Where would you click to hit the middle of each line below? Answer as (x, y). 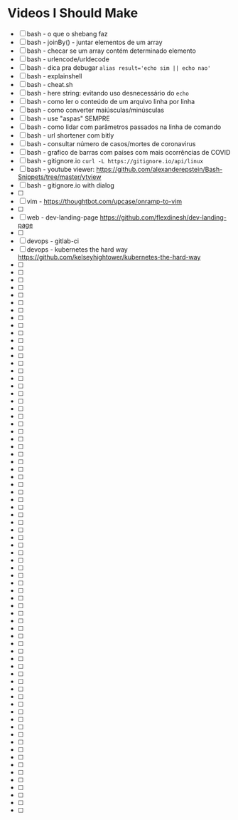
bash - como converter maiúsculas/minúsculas (96, 110)
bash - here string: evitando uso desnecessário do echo (108, 93)
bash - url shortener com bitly (70, 135)
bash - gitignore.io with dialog (71, 185)
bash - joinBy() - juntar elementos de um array (94, 42)
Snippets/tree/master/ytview (59, 177)
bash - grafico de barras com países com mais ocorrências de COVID (129, 152)
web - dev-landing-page (63, 217)
